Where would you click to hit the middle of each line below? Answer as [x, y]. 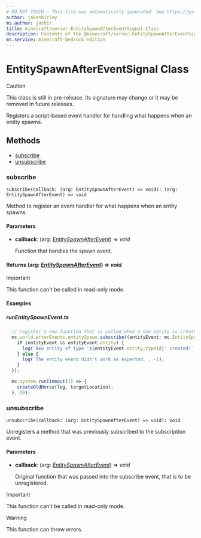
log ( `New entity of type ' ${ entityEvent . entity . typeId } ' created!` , [109, 348]
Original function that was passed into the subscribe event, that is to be [103, 477]
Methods [23, 141]
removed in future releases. [40, 104]
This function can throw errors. [44, 530]
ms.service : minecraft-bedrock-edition [56, 40]
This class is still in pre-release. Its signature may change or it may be [92, 97]
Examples [19, 303]
